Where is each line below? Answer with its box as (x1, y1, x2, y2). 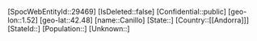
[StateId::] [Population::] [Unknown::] (7, 24, 130, 33)
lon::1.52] (7, 15, 38, 25)
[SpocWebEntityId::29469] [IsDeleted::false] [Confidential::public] (7, 7, 227, 16)
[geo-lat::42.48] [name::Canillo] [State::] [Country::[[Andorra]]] (39, 15, 250, 25)
